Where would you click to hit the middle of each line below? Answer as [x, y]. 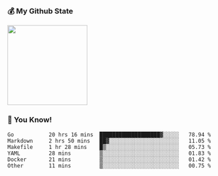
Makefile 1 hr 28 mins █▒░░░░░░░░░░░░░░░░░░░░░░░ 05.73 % [109, 147]
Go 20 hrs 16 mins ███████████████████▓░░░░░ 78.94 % [109, 134]
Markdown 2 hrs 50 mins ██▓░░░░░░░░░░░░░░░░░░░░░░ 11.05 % [109, 141]
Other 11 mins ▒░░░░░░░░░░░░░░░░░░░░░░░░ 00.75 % [109, 165]
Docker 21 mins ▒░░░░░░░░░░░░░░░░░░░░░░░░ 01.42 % [109, 159]
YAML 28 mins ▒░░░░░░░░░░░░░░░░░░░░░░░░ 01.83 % [109, 153]
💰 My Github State [40, 11]
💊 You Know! [30, 120]
